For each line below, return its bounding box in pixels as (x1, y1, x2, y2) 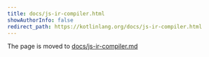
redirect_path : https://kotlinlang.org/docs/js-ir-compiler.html (7, 23, 202, 30)
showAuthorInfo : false (7, 17, 74, 24)
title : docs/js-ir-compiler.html (7, 10, 105, 17)
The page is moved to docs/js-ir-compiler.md (7, 42, 138, 51)
